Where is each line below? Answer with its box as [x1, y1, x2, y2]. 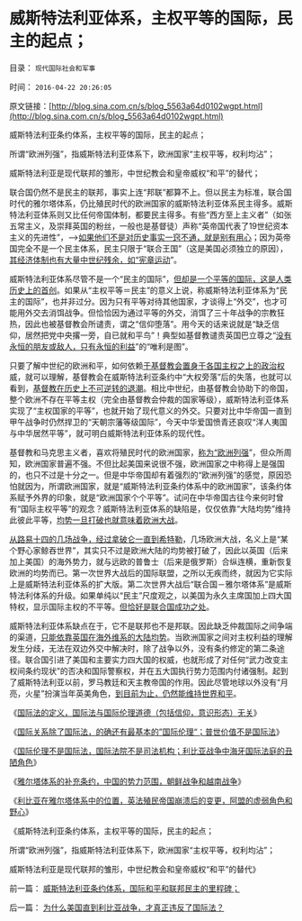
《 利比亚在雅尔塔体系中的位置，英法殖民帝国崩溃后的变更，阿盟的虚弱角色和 [9, 795, 293, 806]
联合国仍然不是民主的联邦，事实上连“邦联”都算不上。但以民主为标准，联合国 [9, 187, 292, 197]
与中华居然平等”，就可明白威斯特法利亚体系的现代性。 [9, 427, 210, 438]
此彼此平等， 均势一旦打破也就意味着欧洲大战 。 [9, 515, 182, 525]
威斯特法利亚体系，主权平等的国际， [9, 8, 278, 29]
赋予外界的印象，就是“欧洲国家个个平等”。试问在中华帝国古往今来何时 [16, 492, 277, 503]
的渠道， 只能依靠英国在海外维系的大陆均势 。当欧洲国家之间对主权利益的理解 [9, 632, 293, 643]
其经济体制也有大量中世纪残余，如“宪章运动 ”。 [9, 254, 182, 265]
